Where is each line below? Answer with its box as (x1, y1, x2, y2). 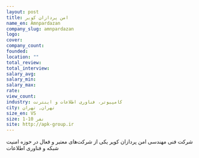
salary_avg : (6, 71, 36, 77)
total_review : (6, 59, 42, 65)
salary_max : (6, 82, 36, 88)
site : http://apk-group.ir (6, 122, 74, 128)
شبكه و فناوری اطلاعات (6, 145, 59, 152)
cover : (6, 37, 23, 43)
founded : (6, 48, 28, 54)
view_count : (6, 93, 36, 99)
